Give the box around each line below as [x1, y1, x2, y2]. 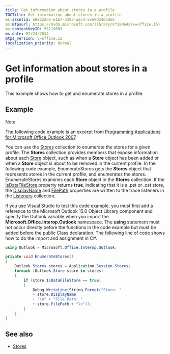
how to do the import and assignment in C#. [5, 235, 98, 241]
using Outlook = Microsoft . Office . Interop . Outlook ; [5, 245, 117, 250]
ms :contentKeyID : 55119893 [5, 27, 63, 32]
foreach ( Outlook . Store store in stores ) [14, 268, 103, 273]
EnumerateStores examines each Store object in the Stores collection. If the [5, 176, 165, 183]
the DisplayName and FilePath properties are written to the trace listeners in [5, 187, 164, 193]
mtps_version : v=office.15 [5, 36, 63, 41]
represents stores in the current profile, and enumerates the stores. [5, 171, 147, 177]
